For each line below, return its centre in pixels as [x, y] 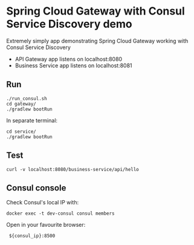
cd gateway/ [21, 104]
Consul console [36, 188]
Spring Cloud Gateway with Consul [96, 11]
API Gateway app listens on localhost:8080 [69, 59]
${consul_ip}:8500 [32, 236]
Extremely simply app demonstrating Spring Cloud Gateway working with [97, 41]
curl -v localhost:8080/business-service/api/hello [73, 169]
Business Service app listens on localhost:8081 [73, 65]
